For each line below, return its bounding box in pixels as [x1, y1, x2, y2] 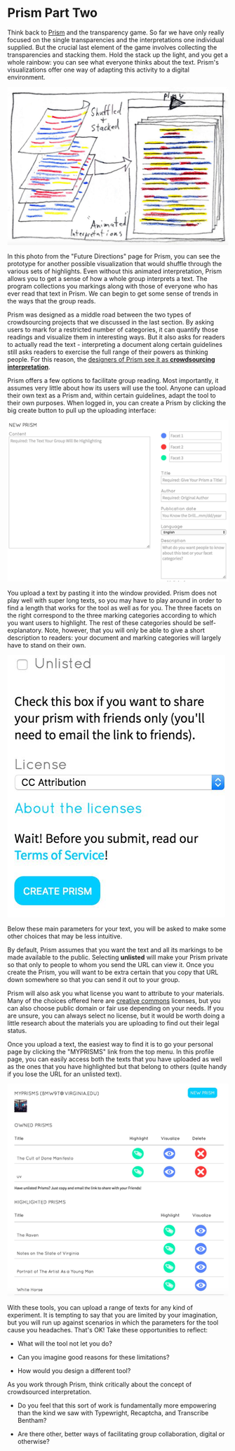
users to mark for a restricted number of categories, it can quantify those [7, 325, 219, 334]
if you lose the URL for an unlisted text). [7, 1070, 122, 1078]
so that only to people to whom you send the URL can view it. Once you [7, 960, 214, 969]
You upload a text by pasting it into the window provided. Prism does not [7, 589, 217, 597]
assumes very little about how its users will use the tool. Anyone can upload [7, 384, 227, 393]
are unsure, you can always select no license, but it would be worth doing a [7, 1011, 225, 1020]
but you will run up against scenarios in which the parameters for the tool [7, 1318, 219, 1327]
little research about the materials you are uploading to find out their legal [7, 1018, 220, 1027]
